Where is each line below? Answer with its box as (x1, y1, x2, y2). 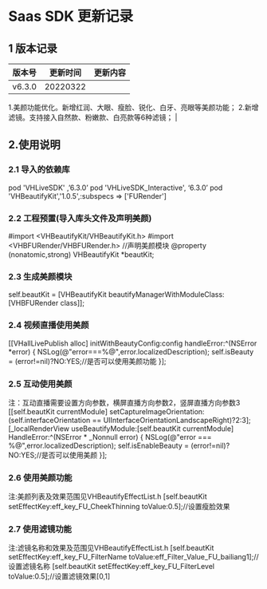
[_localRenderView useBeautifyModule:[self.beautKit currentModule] (8, 424, 234, 433)
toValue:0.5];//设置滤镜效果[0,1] (8, 571, 111, 581)
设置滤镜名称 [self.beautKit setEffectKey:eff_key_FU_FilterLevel (8, 562, 215, 571)
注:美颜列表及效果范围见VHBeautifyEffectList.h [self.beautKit (8, 492, 207, 501)
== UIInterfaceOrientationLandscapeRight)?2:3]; (92, 415, 251, 425)
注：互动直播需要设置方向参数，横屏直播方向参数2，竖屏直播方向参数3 (8, 397, 241, 407)
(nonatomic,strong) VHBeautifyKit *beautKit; (8, 249, 155, 259)
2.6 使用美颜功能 (8, 472, 73, 483)
